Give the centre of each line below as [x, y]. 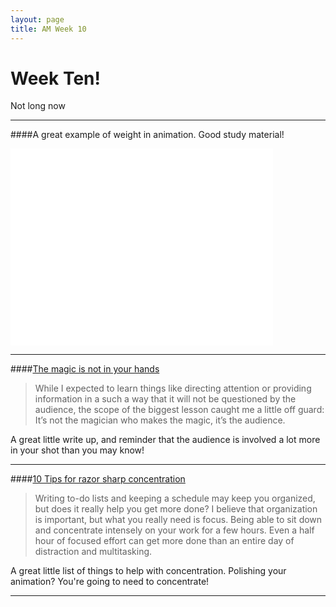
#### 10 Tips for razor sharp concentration [98, 479]
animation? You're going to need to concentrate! [110, 582]
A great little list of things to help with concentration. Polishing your [148, 571]
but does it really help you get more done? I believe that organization [176, 509]
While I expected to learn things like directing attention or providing [173, 388]
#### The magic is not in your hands [85, 369]
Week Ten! [55, 78]
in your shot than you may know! [77, 450]
